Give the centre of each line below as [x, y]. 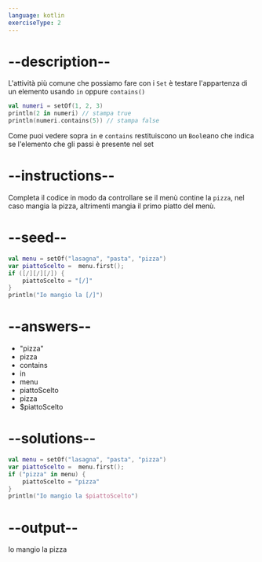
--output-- [43, 528]
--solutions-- [52, 439]
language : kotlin [36, 15]
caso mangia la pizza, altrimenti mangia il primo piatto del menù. [112, 206]
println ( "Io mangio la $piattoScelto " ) [73, 496]
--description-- [60, 62]
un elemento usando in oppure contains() [77, 92]
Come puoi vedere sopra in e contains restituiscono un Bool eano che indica [131, 136]
